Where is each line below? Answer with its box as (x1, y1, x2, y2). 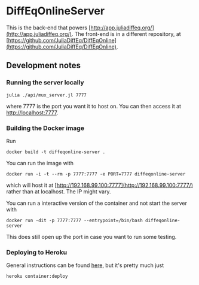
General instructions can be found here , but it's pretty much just (6, 262, 164, 269)
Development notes (6, 60, 81, 71)
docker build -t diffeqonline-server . (6, 148, 106, 155)
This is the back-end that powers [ (6, 24, 91, 31)
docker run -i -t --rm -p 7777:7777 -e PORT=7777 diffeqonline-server (6, 171, 186, 177)
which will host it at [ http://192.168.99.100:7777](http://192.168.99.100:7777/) (6, 181, 193, 189)
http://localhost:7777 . (6, 109, 59, 116)
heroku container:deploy (6, 274, 68, 280)
